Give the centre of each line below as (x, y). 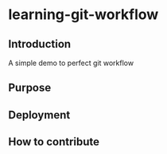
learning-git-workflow (83, 15)
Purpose (30, 88)
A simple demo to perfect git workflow (71, 63)
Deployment (39, 115)
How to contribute (54, 142)
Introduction (40, 44)
